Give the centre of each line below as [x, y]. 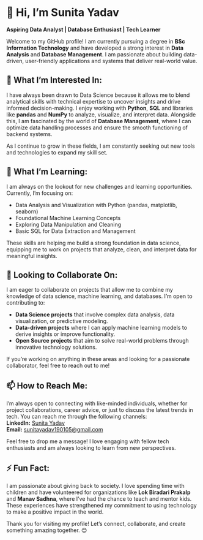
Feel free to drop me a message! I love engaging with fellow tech [88, 441]
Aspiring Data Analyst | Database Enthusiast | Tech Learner [83, 29]
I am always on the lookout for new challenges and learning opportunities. [99, 186]
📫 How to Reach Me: [47, 386]
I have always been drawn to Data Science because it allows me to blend [98, 95]
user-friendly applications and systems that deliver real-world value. [111, 61]
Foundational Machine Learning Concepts [68, 218]
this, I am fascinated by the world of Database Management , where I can [99, 121]
